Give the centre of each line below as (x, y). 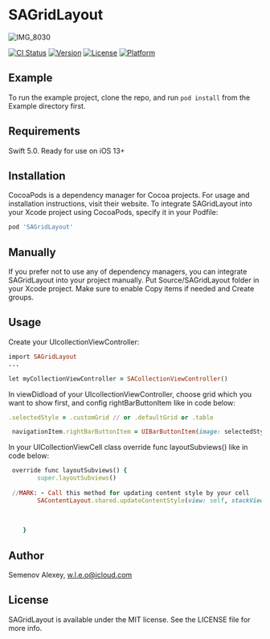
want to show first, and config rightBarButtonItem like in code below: (122, 402)
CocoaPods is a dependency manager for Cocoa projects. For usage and (129, 196)
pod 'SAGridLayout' (41, 227)
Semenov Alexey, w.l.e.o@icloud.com (70, 575)
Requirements (44, 132)
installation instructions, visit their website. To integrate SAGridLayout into (131, 204)
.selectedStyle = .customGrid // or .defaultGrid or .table (111, 417)
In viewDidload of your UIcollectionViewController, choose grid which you (130, 394)
